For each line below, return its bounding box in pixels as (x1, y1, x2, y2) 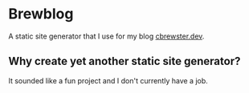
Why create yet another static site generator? (8, 55, 241, 68)
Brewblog (8, 5, 74, 23)
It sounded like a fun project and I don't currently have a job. (8, 75, 209, 85)
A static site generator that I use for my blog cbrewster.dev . (8, 31, 205, 41)
